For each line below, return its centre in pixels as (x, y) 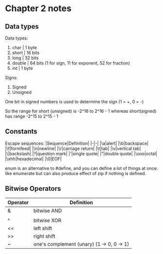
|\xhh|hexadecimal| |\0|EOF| (33, 159)
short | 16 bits (26, 53)
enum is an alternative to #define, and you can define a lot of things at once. (81, 168)
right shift (44, 236)
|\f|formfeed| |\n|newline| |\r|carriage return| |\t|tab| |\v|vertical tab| (73, 148)
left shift (43, 228)
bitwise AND (48, 211)
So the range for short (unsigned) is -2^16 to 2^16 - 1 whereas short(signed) (81, 111)
